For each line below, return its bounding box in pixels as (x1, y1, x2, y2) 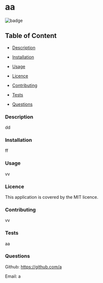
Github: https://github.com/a (5, 264, 62, 269)
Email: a (5, 273, 21, 279)
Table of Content (5, 32, 57, 40)
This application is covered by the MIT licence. (5, 194, 99, 200)
